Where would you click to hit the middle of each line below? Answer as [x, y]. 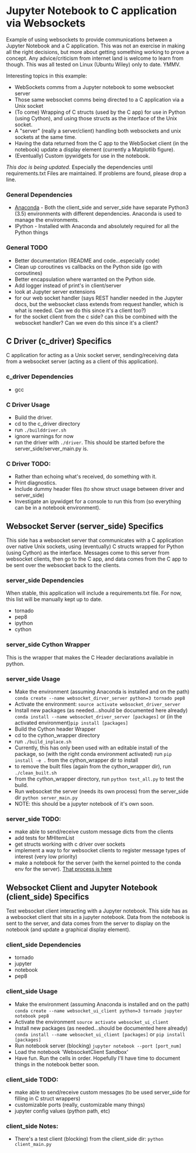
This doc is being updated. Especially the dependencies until [80, 167]
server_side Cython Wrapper [48, 645]
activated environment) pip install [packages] [71, 723]
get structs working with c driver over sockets [70, 844]
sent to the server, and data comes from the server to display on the [88, 923]
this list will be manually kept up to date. [54, 599]
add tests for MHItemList [44, 838]
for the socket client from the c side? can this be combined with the [96, 316]
